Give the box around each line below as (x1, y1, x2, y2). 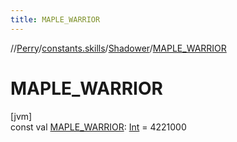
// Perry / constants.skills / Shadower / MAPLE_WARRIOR (10, 42, 227, 54)
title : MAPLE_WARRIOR (10, 14, 101, 25)
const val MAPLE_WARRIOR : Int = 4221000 (10, 121, 187, 133)
